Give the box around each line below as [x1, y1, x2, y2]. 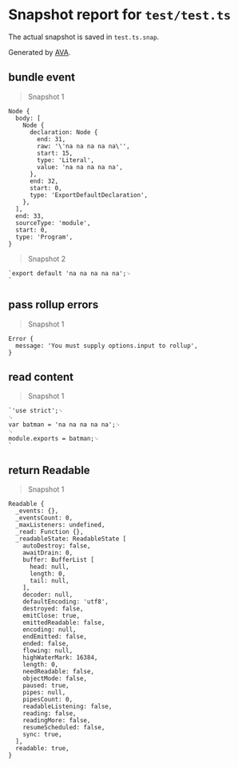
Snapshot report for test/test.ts [8, 6, 232, 24]
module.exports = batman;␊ [8, 435, 100, 443]
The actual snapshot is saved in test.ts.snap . [8, 32, 160, 42]
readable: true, [15, 745, 69, 753]
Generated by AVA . [8, 47, 71, 57]
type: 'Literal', [37, 156, 94, 164]
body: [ [15, 114, 42, 122]
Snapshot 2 [27, 254, 66, 263]
